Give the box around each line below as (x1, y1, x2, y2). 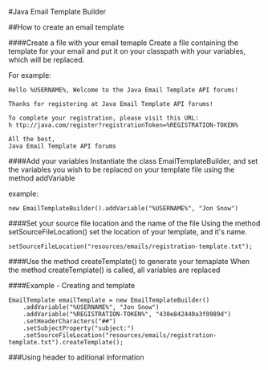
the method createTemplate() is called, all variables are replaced (8, 265, 221, 274)
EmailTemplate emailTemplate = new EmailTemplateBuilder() (8, 296, 210, 304)
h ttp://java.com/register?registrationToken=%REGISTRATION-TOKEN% (8, 121, 239, 129)
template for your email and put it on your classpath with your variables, (8, 47, 246, 55)
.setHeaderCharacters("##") (22, 317, 116, 325)
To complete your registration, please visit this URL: (8, 114, 199, 122)
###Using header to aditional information (8, 352, 144, 362)
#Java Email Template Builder (8, 7, 107, 16)
